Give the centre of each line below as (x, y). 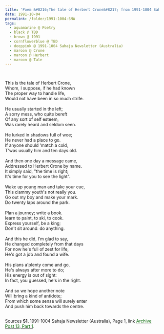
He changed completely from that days (44, 244)
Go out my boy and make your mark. (42, 197)
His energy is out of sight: (31, 275)
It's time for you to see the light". (38, 177)
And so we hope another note (35, 291)
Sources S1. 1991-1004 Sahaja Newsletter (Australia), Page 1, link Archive (78, 321)
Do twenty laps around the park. (37, 202)
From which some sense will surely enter (46, 301)
